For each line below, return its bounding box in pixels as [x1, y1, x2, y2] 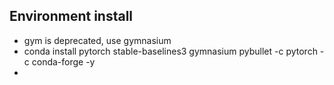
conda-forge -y [31, 55, 96, 68]
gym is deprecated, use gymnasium [23, 34, 172, 46]
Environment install [9, 8, 134, 25]
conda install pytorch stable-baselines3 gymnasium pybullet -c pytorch [23, 45, 318, 57]
